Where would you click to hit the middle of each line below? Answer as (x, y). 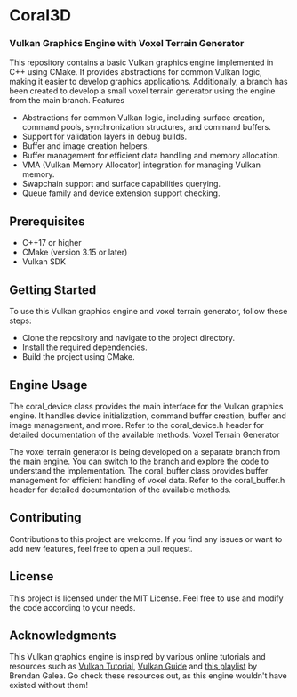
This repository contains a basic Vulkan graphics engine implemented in (141, 62)
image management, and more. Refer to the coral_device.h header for (137, 425)
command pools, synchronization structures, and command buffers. (146, 127)
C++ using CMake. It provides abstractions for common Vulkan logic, (136, 72)
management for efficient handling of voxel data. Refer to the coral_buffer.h (147, 480)
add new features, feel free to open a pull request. (101, 548)
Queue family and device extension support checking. (121, 193)
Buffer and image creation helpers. (85, 146)
